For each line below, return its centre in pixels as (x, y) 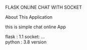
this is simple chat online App (36, 27)
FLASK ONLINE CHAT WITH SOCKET (43, 7)
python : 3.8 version (26, 42)
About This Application (29, 17)
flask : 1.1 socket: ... (25, 37)
